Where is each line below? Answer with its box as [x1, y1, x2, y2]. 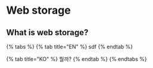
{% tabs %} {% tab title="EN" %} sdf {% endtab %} [6, 43, 133, 50]
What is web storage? [6, 27, 89, 38]
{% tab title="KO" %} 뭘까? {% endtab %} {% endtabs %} [6, 55, 147, 63]
